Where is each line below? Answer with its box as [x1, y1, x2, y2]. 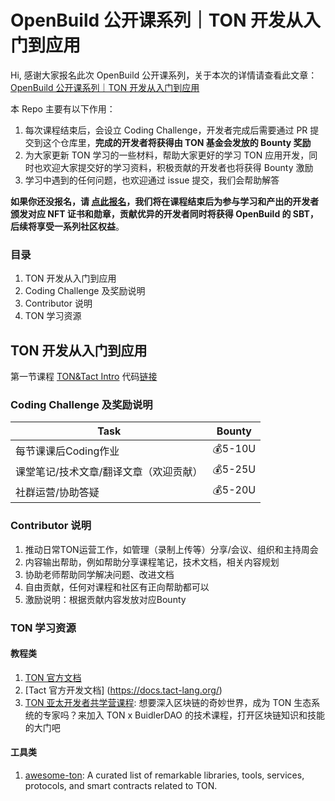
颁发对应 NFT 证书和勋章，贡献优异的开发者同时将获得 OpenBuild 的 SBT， [10, 207, 319, 220]
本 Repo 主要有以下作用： [10, 102, 116, 115]
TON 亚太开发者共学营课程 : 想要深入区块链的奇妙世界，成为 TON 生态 [24, 696, 312, 708]
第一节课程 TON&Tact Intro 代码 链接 [10, 371, 158, 383]
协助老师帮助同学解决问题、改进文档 [24, 568, 175, 580]
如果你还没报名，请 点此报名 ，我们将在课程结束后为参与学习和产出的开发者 [10, 195, 320, 207]
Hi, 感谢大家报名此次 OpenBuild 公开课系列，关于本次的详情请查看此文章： [10, 69, 318, 81]
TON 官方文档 [24, 671, 82, 683]
